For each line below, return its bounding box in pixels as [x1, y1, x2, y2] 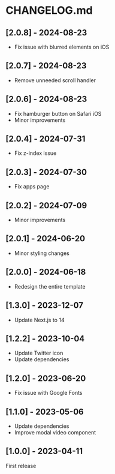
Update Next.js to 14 [14, 316, 65, 323]
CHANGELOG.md [5, 4, 93, 17]
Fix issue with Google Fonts [14, 389, 83, 397]
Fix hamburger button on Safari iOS [14, 110, 102, 117]
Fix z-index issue [14, 149, 57, 157]
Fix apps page [14, 183, 50, 190]
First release [5, 462, 37, 469]
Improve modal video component [14, 428, 96, 436]
